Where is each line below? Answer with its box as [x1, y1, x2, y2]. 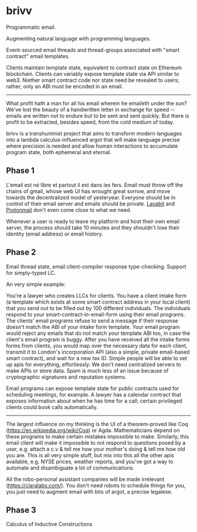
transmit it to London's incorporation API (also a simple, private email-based [6, 348, 190, 355]
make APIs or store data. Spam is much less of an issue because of [6, 367, 169, 374]
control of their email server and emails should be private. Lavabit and [6, 200, 175, 207]
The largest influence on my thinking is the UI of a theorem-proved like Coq [6, 420, 189, 427]
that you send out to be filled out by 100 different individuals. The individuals [6, 304, 191, 311]
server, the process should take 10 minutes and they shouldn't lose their [6, 224, 180, 231]
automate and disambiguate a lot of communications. [6, 464, 135, 471]
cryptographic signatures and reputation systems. [6, 373, 127, 380]
